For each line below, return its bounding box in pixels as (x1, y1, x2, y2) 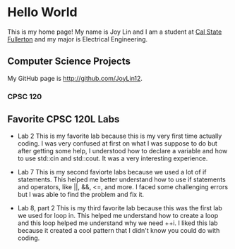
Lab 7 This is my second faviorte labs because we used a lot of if (17, 168, 207, 177)
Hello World (7, 4, 78, 20)
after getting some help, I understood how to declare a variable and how (17, 147, 228, 155)
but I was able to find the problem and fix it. (17, 191, 145, 199)
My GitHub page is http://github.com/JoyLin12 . (7, 74, 143, 82)
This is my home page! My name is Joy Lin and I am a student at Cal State (7, 27, 222, 36)
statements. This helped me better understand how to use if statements (17, 175, 226, 184)
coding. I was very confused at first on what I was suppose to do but (17, 139, 217, 148)
